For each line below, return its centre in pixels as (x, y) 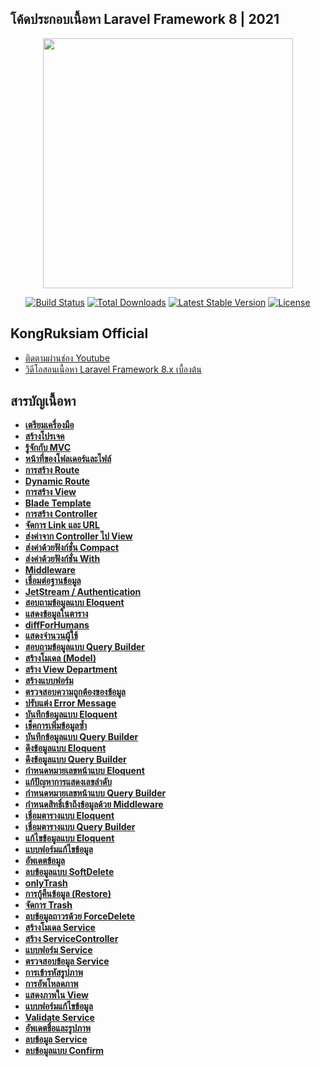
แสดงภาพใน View (56, 995)
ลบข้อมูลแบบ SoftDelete (69, 872)
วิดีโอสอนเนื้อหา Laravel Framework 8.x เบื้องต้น (113, 369)
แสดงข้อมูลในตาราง (56, 614)
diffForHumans (57, 625)
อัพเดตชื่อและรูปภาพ (58, 1028)
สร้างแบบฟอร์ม (49, 681)
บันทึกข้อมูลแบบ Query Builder (81, 737)
